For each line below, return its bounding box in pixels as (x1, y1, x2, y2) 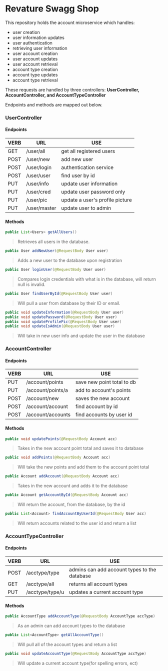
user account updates (12, 55, 58, 61)
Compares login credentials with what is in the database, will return (17, 276, 156, 282)
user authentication (12, 39, 52, 45)
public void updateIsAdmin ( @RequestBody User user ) (5, 323, 115, 329)
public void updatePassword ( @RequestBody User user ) (5, 314, 117, 319)
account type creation (12, 66, 58, 72)
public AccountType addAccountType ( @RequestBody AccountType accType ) (5, 613, 155, 619)
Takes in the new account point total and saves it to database (17, 445, 144, 451)
